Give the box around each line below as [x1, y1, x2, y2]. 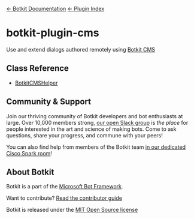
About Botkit [6, 167, 54, 177]
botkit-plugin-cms [6, 26, 100, 40]
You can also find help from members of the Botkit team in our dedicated [6, 143, 186, 151]
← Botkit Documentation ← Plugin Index [6, 5, 105, 12]
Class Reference [6, 63, 69, 74]
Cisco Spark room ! [6, 149, 53, 157]
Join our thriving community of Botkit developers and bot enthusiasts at [6, 112, 183, 119]
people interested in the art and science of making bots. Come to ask [6, 125, 177, 133]
